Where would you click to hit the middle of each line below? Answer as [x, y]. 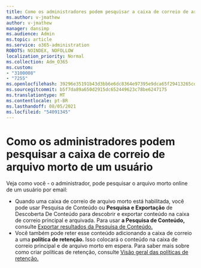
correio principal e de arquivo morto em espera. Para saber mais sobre [102, 246]
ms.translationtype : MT [36, 95]
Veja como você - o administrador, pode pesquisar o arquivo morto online [97, 184]
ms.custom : [20, 67]
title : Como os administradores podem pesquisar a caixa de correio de [97, 12]
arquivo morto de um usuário [80, 167]
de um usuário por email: [37, 190]
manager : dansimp [28, 28]
